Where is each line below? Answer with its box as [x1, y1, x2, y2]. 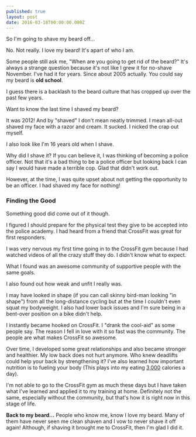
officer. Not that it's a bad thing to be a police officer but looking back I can [6, 159, 187, 166]
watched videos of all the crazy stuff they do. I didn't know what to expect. [6, 251, 187, 258]
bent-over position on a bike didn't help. [6, 310, 102, 317]
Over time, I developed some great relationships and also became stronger [6, 345, 186, 352]
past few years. [6, 94, 44, 101]
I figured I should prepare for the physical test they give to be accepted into [6, 221, 188, 228]
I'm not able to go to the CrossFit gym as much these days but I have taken [6, 381, 187, 388]
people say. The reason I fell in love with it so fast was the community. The [6, 328, 186, 335]
